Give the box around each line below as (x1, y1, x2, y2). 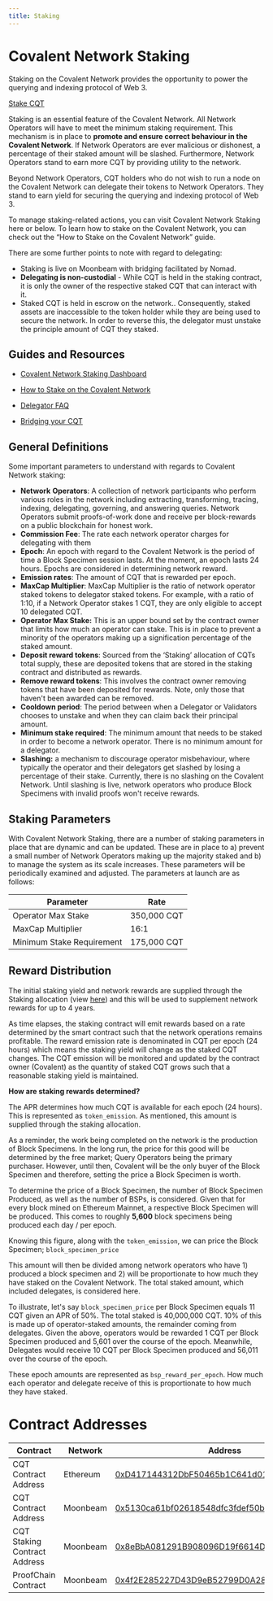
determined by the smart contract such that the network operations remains (8, 1027, 262, 1037)
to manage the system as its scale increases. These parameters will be (8, 860, 245, 869)
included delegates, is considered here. (8, 1286, 141, 1296)
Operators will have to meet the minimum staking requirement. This (8, 123, 233, 133)
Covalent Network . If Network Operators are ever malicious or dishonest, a (8, 140, 262, 150)
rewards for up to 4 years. (8, 1002, 96, 1013)
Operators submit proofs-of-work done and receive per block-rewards (19, 512, 257, 521)
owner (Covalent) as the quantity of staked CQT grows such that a (8, 1062, 231, 1071)
